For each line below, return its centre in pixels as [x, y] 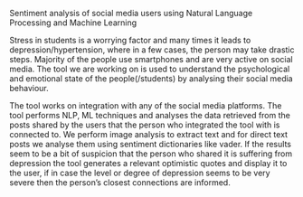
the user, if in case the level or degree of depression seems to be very [140, 173]
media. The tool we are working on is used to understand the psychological [150, 69]
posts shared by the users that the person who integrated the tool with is [145, 125]
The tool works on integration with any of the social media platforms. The [146, 106]
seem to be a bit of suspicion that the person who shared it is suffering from [151, 154]
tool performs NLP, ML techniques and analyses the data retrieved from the [150, 115]
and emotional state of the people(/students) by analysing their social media [151, 79]
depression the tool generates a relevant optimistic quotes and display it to [148, 163]
